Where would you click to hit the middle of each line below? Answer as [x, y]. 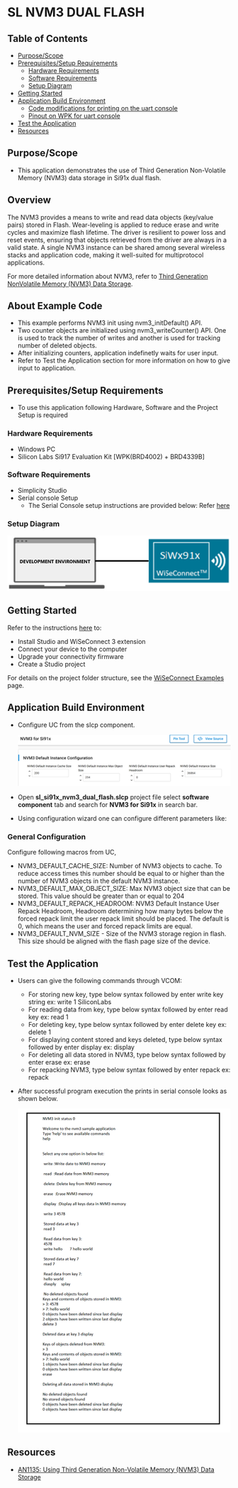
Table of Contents [48, 39]
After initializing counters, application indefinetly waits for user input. [118, 353]
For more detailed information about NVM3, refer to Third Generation [108, 276]
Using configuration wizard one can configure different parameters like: [122, 818]
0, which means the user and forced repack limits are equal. [105, 926]
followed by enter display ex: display [81, 1048]
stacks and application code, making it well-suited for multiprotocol [106, 255]
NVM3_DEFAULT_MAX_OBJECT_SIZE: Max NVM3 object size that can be [124, 889]
